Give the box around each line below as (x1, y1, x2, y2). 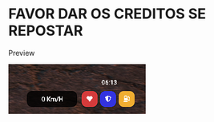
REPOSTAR (8, 22, 83, 40)
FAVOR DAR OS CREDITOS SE (8, 5, 207, 23)
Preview (8, 48, 35, 57)
